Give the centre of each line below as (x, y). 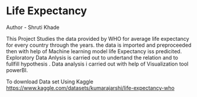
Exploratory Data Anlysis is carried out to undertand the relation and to (92, 57)
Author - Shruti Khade (33, 27)
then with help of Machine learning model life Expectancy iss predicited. (94, 51)
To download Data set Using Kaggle (50, 82)
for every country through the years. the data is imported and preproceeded (99, 45)
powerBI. (17, 70)
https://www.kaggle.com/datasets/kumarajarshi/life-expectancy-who (90, 88)
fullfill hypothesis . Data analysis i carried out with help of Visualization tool (97, 64)
